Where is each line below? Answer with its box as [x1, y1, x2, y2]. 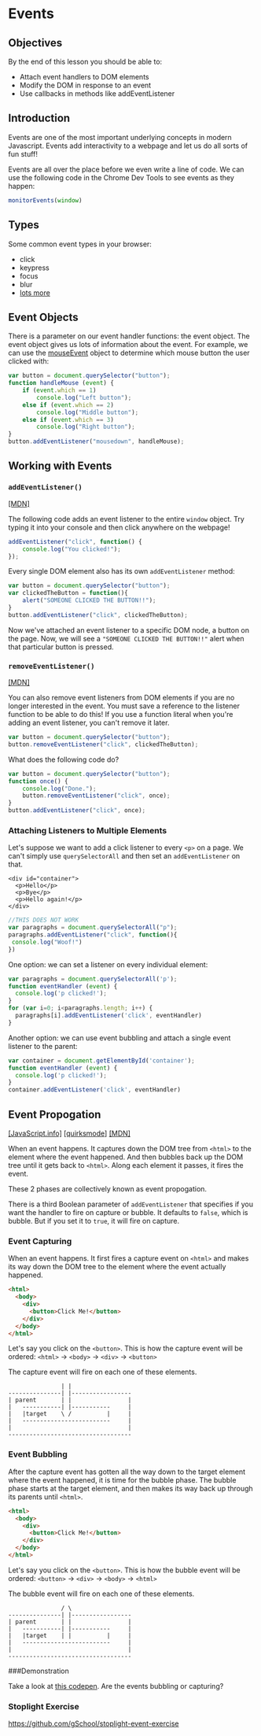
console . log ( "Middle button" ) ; [36, 408, 139, 416]
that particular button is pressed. [8, 642, 114, 652]
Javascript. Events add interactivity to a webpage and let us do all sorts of [8, 141, 248, 150]
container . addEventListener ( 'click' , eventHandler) [8, 1086, 181, 1094]
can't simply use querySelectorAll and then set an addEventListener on [8, 851, 241, 861]
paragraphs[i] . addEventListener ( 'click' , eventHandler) [15, 1012, 202, 1020]
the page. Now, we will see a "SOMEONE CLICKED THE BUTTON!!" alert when [8, 633, 244, 643]
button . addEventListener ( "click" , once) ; [8, 807, 146, 814]
